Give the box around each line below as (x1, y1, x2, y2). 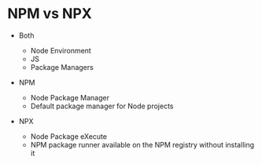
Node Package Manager (30, 93, 109, 102)
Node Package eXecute (30, 131, 108, 141)
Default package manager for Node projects (30, 101, 174, 111)
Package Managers (30, 62, 94, 71)
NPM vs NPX (7, 5, 92, 23)
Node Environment (30, 46, 91, 55)
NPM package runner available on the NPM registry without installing (30, 140, 255, 149)
